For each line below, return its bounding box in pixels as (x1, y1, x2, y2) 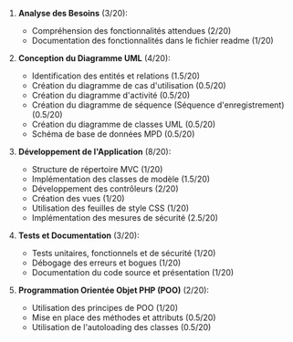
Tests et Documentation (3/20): (17, 230, 140, 241)
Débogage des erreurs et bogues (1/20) (31, 257, 182, 268)
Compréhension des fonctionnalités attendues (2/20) (31, 26, 232, 36)
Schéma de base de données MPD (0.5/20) (31, 129, 195, 140)
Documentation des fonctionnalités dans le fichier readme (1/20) (31, 36, 274, 46)
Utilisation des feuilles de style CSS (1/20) (31, 202, 190, 213)
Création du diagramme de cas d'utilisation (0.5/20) (31, 80, 226, 90)
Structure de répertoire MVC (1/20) (31, 164, 163, 174)
